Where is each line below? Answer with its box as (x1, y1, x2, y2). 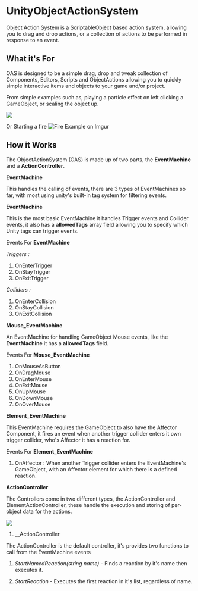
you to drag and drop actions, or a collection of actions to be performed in (6, 30, 187, 37)
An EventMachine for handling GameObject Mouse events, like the (6, 333, 168, 340)
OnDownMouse (14, 394, 53, 401)
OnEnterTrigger (14, 262, 53, 269)
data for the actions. (23, 508, 72, 515)
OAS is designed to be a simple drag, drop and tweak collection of (6, 70, 168, 77)
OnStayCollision (14, 304, 55, 311)
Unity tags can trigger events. (6, 227, 79, 234)
